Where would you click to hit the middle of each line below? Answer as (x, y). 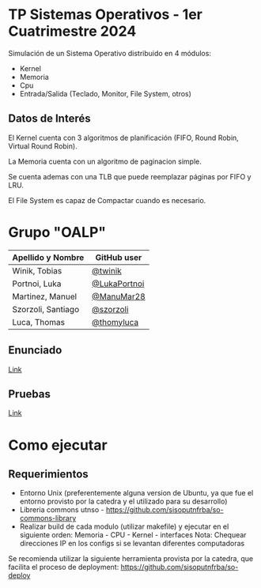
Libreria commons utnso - (62, 510)
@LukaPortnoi (118, 284)
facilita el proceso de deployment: (64, 567)
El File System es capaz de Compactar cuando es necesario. (107, 200)
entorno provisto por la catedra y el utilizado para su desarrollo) (123, 501)
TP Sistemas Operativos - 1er (106, 15)
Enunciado (35, 351)
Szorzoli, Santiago (46, 309)
